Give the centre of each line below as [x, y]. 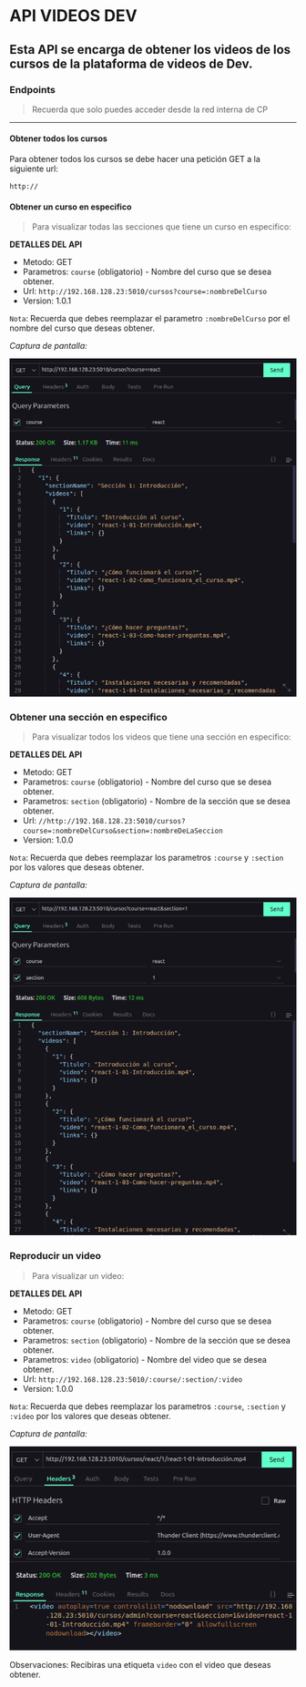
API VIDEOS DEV [74, 16]
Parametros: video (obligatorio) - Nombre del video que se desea [144, 1359]
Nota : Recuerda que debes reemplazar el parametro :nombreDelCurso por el [150, 319]
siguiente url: [34, 169]
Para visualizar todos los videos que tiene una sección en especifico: [161, 737]
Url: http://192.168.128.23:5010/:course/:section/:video [133, 1379]
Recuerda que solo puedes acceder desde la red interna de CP [150, 109]
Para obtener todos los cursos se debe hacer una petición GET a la [135, 159]
